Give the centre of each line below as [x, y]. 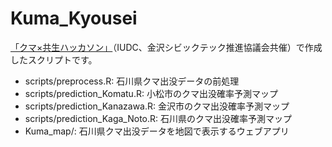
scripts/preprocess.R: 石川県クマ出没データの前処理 [132, 81]
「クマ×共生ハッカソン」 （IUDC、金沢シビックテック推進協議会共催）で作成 [166, 47]
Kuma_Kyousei [74, 18]
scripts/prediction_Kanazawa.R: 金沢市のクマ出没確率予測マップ [157, 106]
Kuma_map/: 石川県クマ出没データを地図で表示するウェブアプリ [157, 131]
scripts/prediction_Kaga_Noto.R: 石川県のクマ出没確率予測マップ [158, 118]
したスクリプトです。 [54, 59]
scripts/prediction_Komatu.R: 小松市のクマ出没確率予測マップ [151, 93]
